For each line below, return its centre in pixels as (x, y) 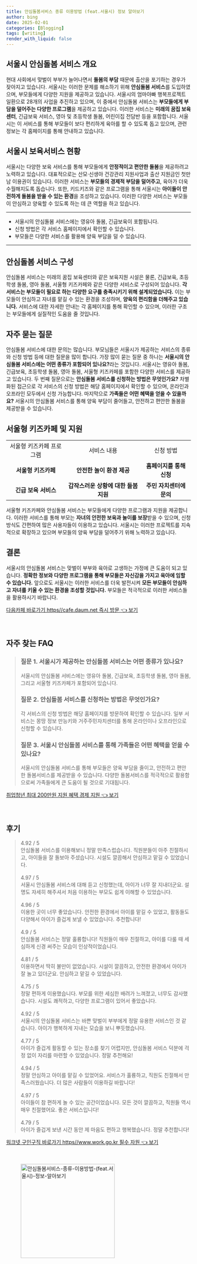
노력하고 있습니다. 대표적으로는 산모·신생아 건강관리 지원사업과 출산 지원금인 (93, 174)
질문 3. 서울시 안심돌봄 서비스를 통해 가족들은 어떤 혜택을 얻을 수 (105, 745)
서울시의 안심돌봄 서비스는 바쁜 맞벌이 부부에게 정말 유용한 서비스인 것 (100, 1020)
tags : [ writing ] (26, 34)
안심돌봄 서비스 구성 (40, 262)
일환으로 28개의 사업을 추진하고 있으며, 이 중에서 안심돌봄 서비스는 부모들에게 (94, 101)
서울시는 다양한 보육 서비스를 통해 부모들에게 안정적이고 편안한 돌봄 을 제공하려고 (97, 167)
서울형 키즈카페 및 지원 (45, 429)
